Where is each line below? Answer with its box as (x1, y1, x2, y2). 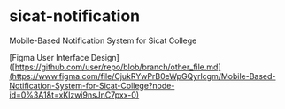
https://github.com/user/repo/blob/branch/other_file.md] (14, 62, 221, 72)
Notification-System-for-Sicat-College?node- (9, 80, 175, 91)
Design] (90, 52, 119, 62)
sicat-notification (9, 6, 141, 26)
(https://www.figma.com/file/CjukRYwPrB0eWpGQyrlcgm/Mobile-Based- (9, 70, 276, 81)
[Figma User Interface (9, 52, 89, 62)
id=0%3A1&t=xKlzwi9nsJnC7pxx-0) (9, 90, 140, 100)
